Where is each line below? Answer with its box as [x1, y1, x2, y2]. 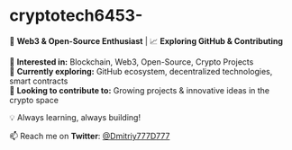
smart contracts [9, 75, 68, 86]
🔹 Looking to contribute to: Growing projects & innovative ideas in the [9, 84, 270, 95]
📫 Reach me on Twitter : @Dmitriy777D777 [9, 130, 170, 141]
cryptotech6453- [9, 5, 143, 26]
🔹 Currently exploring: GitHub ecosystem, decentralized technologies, [9, 66, 273, 76]
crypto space [9, 94, 59, 105]
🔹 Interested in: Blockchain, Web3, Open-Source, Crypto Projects [9, 56, 254, 67]
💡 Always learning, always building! [9, 111, 141, 122]
